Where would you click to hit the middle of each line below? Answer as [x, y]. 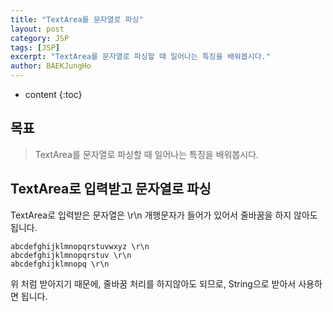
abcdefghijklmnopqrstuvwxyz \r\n [80, 246]
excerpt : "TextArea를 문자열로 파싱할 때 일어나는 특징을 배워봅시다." [140, 57]
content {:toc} [53, 94]
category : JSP [40, 38]
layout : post [37, 29]
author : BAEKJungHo [51, 66]
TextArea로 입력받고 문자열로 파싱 [111, 189]
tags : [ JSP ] [35, 47]
